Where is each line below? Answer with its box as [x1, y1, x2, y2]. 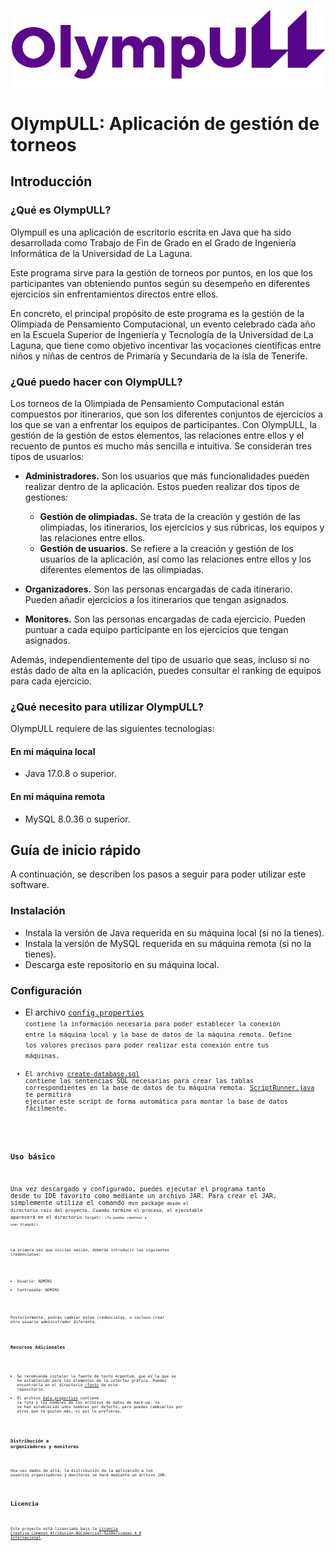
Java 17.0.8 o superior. [24, 768, 117, 780]
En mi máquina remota [10, 791, 106, 803]
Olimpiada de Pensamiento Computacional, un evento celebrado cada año [10, 318, 316, 330]
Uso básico [10, 1151, 56, 1162]
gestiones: [24, 491, 69, 503]
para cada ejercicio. [10, 675, 92, 687]
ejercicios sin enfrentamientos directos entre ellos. [10, 288, 219, 300]
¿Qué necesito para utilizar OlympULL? [10, 700, 204, 714]
